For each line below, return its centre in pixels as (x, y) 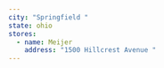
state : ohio (30, 26)
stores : (23, 34)
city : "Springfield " (49, 17)
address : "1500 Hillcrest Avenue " (90, 50)
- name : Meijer (45, 42)
